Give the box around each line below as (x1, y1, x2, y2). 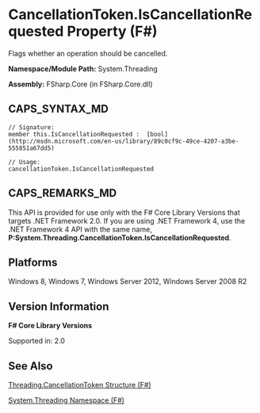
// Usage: (8, 158, 41, 166)
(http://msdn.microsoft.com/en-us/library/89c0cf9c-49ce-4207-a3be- (8, 137, 239, 145)
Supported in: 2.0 (8, 336, 66, 346)
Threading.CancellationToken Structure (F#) (8, 380, 152, 389)
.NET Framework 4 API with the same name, (8, 224, 152, 234)
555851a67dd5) (8, 144, 55, 152)
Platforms (8, 255, 58, 269)
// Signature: (8, 123, 55, 132)
